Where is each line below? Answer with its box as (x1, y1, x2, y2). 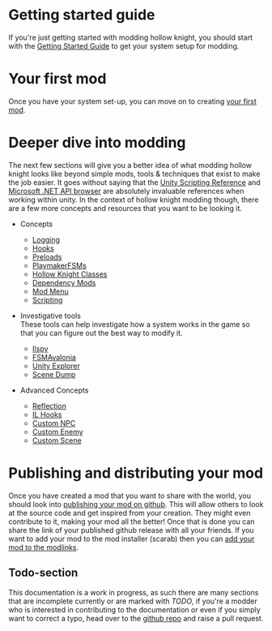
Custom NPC (32, 418, 76, 427)
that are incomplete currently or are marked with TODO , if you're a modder (8, 596, 257, 606)
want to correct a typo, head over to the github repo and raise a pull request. (8, 613, 264, 623)
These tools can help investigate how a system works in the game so (19, 319, 251, 329)
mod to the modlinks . (8, 542, 79, 552)
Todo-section (8, 566, 79, 580)
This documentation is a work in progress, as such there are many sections (8, 587, 259, 597)
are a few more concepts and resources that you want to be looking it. (8, 203, 243, 212)
